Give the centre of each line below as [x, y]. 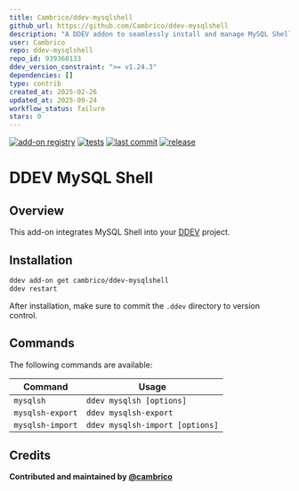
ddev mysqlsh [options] [136, 400]
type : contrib [36, 84]
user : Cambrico [37, 42]
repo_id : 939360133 [45, 59]
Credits [30, 455]
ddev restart [33, 289]
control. [24, 315]
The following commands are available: [81, 365]
